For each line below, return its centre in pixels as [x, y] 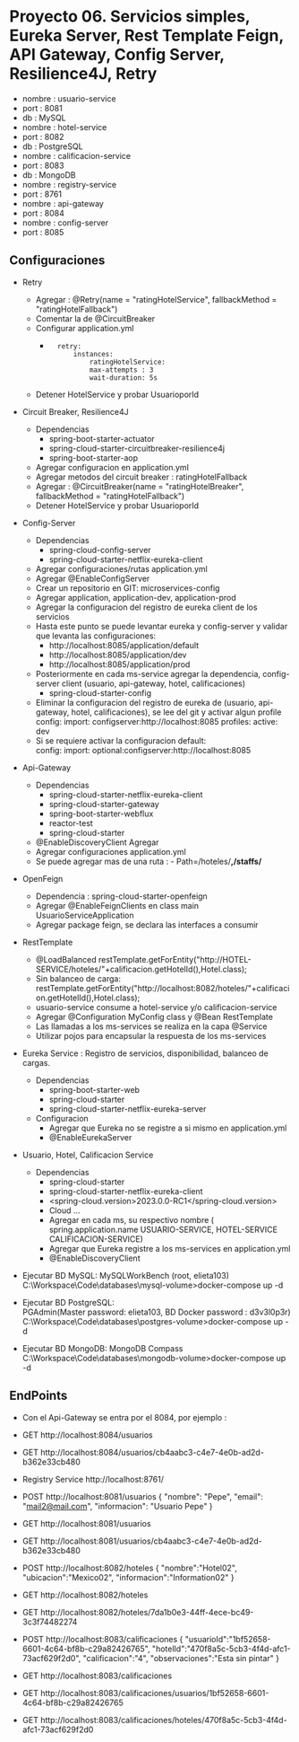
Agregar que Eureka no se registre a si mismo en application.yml [168, 1128]
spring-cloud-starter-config [100, 692]
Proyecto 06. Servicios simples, [130, 17]
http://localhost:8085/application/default [124, 645]
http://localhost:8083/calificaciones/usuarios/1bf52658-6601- [154, 1693]
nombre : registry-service [69, 184]
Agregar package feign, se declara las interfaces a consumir [147, 924]
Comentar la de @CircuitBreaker [95, 318]
